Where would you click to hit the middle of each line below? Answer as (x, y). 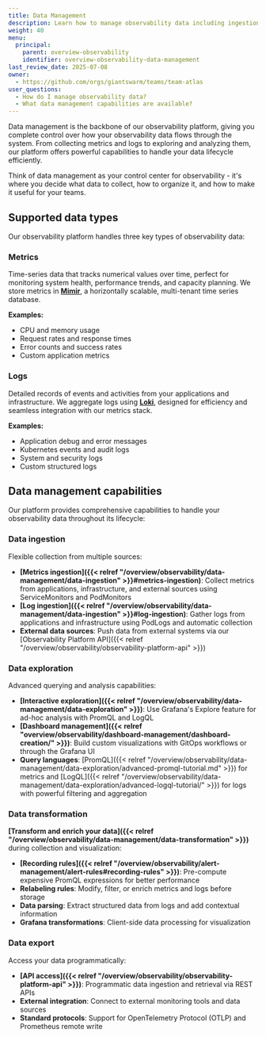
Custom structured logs (58, 466)
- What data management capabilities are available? (104, 104)
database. (25, 300)
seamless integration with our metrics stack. (80, 410)
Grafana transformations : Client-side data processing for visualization (135, 922)
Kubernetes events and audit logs (74, 450)
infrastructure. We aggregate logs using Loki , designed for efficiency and (128, 402)
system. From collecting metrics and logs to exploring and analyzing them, (129, 143)
